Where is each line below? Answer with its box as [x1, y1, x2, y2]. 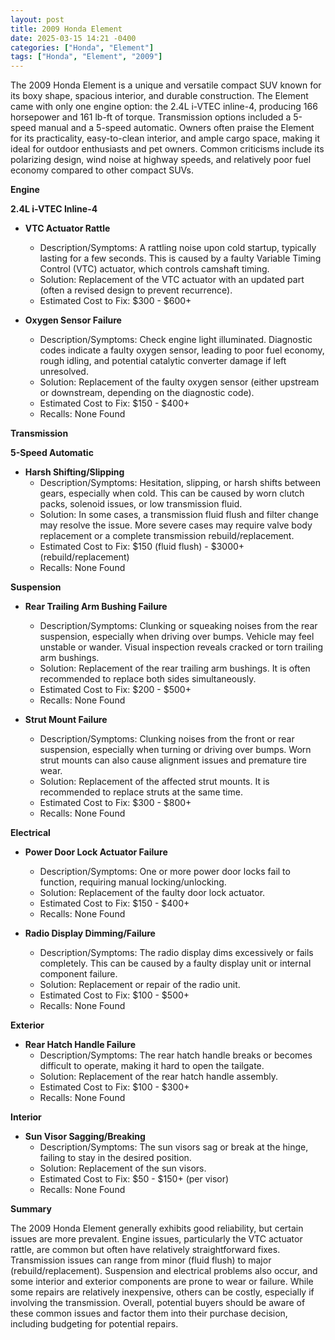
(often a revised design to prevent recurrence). [39, 284, 233, 296]
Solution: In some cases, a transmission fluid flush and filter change [39, 509, 319, 521]
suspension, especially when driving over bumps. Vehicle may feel [39, 631, 315, 643]
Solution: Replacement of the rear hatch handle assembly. [39, 1071, 278, 1083]
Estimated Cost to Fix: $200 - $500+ [39, 684, 192, 696]
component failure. [39, 968, 118, 980]
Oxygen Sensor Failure [24, 314, 122, 326]
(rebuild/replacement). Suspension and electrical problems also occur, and [10, 1265, 318, 1277]
